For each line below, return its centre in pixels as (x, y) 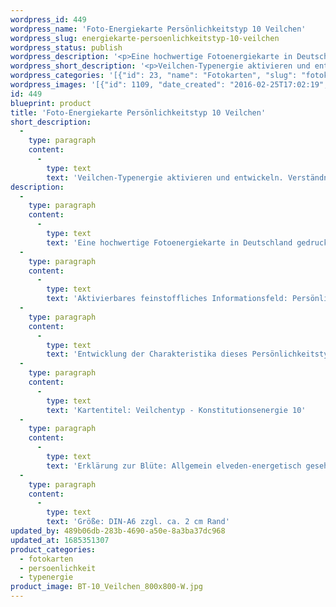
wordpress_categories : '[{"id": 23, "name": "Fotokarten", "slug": (154, 76)
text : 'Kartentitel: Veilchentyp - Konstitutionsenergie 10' (176, 410)
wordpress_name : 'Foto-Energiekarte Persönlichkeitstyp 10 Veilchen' (158, 29)
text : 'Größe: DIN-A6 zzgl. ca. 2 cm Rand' (138, 522)
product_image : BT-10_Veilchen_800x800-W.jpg (106, 587)
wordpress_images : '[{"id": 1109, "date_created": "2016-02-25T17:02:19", (169, 85)
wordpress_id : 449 (48, 19)
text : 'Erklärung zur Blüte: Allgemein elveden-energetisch (174, 466)
